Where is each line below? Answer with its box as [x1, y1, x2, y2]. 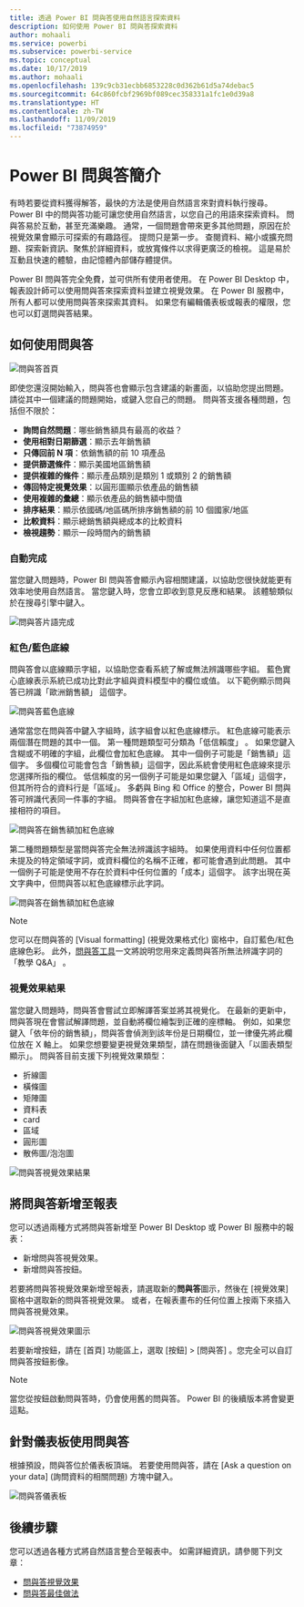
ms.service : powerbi [9, 38, 88, 48]
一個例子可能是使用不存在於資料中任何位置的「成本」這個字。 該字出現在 [9, 866, 283, 877]
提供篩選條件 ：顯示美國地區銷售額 [22, 458, 151, 469]
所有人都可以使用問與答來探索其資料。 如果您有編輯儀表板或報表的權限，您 [9, 296, 291, 307]
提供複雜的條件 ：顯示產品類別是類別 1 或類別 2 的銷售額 [22, 470, 232, 481]
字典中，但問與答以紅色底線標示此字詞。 [16, 878, 169, 889]
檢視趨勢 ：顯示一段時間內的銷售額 [22, 527, 151, 537]
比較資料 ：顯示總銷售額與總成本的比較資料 [22, 516, 183, 527]
